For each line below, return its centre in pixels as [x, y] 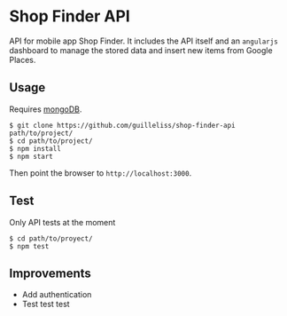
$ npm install [35, 148]
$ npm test [29, 246]
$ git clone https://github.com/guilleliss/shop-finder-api [123, 125]
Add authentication [57, 295]
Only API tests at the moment [62, 222]
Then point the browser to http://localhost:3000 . [101, 173]
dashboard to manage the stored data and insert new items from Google [141, 50]
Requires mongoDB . [46, 109]
